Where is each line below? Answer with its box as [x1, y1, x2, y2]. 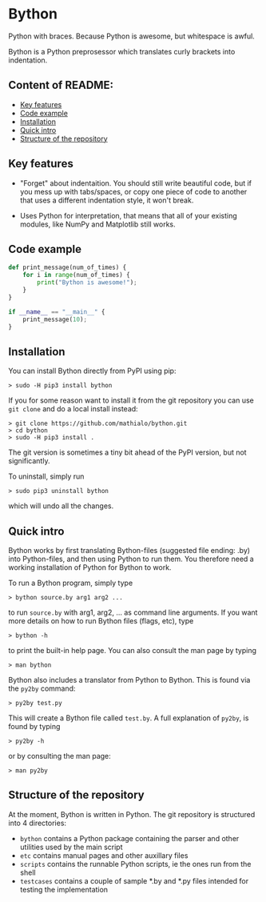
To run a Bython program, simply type [8, 578, 133, 587]
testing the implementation [19, 884, 109, 894]
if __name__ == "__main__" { [8, 307, 105, 316]
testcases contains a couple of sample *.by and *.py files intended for [19, 876, 249, 885]
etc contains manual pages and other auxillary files [19, 850, 189, 860]
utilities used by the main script [19, 842, 123, 852]
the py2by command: [8, 684, 76, 693]
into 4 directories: [8, 818, 66, 828]
